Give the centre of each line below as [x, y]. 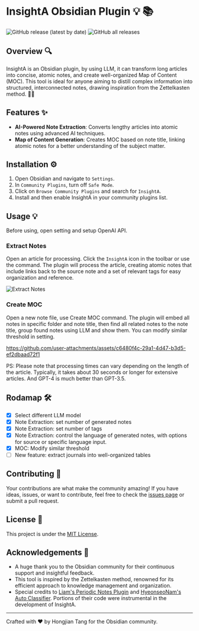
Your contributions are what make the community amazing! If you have [92, 488]
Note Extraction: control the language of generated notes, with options [101, 435]
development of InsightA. [46, 605]
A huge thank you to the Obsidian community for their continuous [94, 567]
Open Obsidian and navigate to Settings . [65, 179]
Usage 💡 [22, 216]
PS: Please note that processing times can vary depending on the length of [98, 366]
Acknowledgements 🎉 [48, 552]
